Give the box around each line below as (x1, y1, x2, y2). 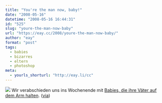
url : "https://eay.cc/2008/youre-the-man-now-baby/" (5, 31, 119, 36)
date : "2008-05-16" (5, 12, 46, 17)
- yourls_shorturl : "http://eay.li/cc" (10, 73, 94, 78)
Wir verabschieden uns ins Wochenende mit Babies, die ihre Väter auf (11, 87, 157, 93)
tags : (5, 45, 17, 50)
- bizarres (10, 54, 33, 59)
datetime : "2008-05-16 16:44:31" (5, 17, 76, 22)
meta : (5, 68, 17, 73)
